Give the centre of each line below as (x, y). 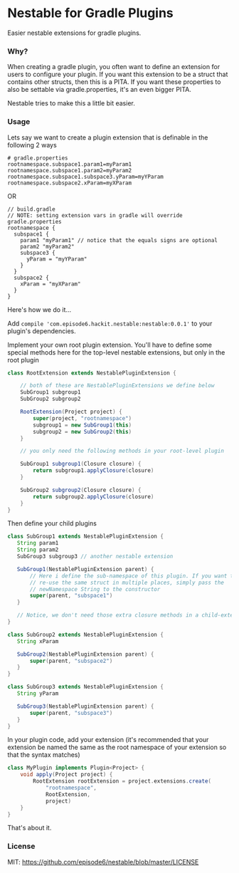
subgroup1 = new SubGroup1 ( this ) (83, 425)
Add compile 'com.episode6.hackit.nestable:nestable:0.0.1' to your (110, 323)
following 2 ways (32, 145)
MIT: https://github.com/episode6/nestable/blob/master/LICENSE (103, 862)
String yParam (38, 694)
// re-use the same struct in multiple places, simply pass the (127, 582)
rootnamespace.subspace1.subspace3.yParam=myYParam (85, 177)
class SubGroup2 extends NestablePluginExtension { (85, 634)
